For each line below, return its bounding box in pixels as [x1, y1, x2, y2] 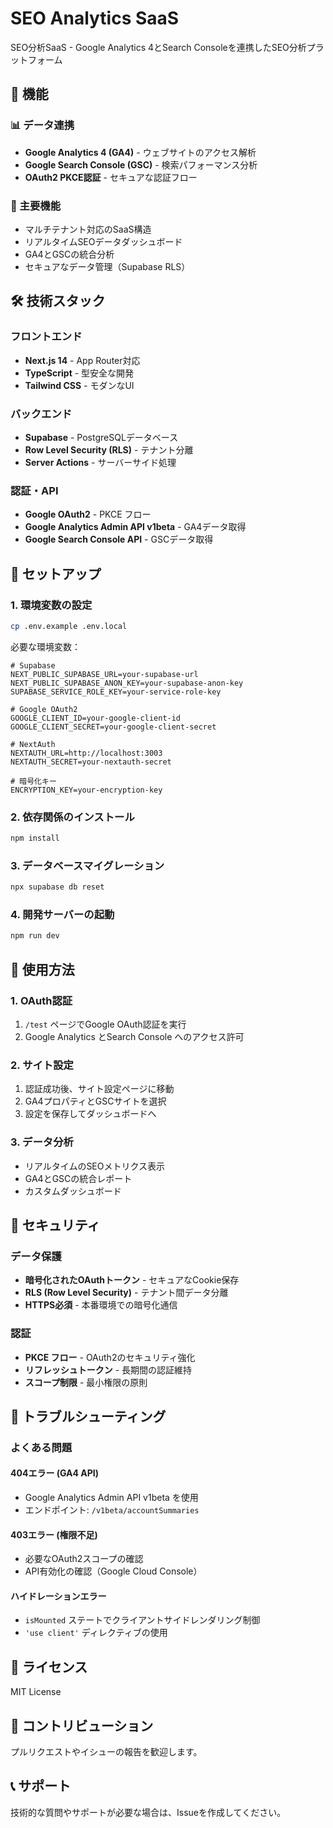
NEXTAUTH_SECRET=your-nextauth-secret [10, 757, 172, 767]
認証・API [10, 483, 59, 497]
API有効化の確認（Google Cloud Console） [24, 1565, 203, 1577]
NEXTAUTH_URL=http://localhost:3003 [10, 748, 163, 758]
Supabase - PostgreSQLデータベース [24, 431, 179, 443]
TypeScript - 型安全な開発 [24, 367, 135, 379]
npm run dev [10, 931, 60, 941]
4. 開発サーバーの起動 [10, 908, 115, 922]
